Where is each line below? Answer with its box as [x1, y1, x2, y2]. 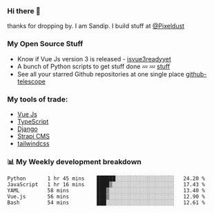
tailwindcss [17, 139, 50, 148]
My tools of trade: [7, 94, 68, 104]
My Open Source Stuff [7, 39, 84, 49]
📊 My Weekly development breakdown [7, 156, 142, 166]
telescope [17, 77, 46, 85]
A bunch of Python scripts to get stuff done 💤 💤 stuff [17, 62, 171, 70]
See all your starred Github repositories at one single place [17, 70, 185, 78]
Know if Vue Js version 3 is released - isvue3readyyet [17, 54, 171, 63]
